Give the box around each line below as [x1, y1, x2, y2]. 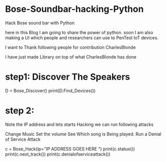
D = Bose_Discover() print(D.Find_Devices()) [5, 88, 96, 94]
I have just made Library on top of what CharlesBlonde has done [5, 54, 137, 60]
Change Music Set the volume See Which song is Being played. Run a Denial [5, 131, 162, 137]
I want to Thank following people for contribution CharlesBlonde [5, 44, 136, 50]
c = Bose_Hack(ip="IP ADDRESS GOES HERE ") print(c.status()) [5, 146, 135, 152]
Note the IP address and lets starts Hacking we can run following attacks [5, 121, 154, 127]
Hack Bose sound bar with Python [5, 20, 75, 26]
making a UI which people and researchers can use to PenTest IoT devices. [5, 35, 159, 41]
